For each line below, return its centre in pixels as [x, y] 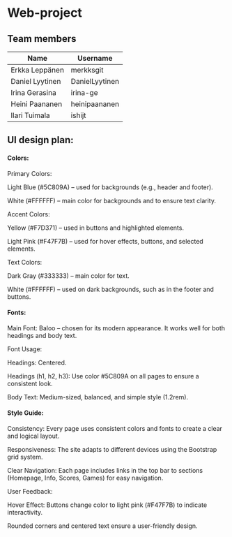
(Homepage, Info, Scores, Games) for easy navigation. [85, 478]
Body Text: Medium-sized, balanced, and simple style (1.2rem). [98, 397]
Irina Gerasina [34, 93]
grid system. [25, 457]
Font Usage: [25, 349]
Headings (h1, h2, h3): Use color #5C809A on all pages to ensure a [103, 376]
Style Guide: [25, 413]
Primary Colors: [30, 173]
